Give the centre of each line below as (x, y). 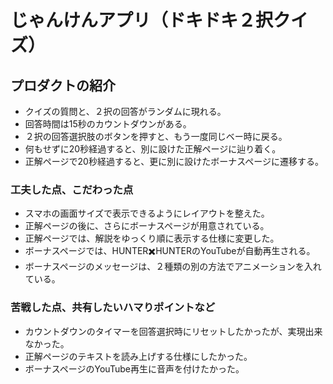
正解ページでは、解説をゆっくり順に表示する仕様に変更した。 (152, 238)
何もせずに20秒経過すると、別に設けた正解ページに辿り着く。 (153, 149)
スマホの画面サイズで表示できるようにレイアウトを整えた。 (147, 213)
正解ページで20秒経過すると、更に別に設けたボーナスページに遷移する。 (174, 161)
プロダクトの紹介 (63, 85)
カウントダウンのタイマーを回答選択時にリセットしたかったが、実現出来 (173, 331)
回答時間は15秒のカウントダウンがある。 (108, 124)
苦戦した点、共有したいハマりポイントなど (113, 308)
